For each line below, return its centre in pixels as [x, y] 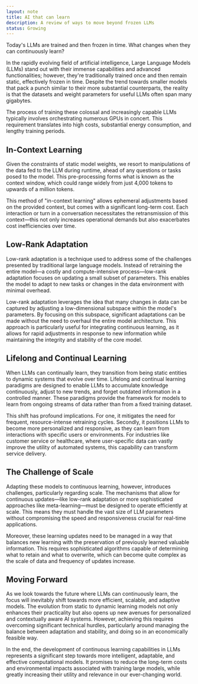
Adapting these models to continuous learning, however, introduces [89, 486]
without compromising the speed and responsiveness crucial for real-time [96, 518]
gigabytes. [19, 101]
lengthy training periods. [36, 131]
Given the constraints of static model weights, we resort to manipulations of [98, 164]
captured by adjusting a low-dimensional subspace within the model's [91, 308]
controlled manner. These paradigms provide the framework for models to [96, 397]
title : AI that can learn [38, 17]
